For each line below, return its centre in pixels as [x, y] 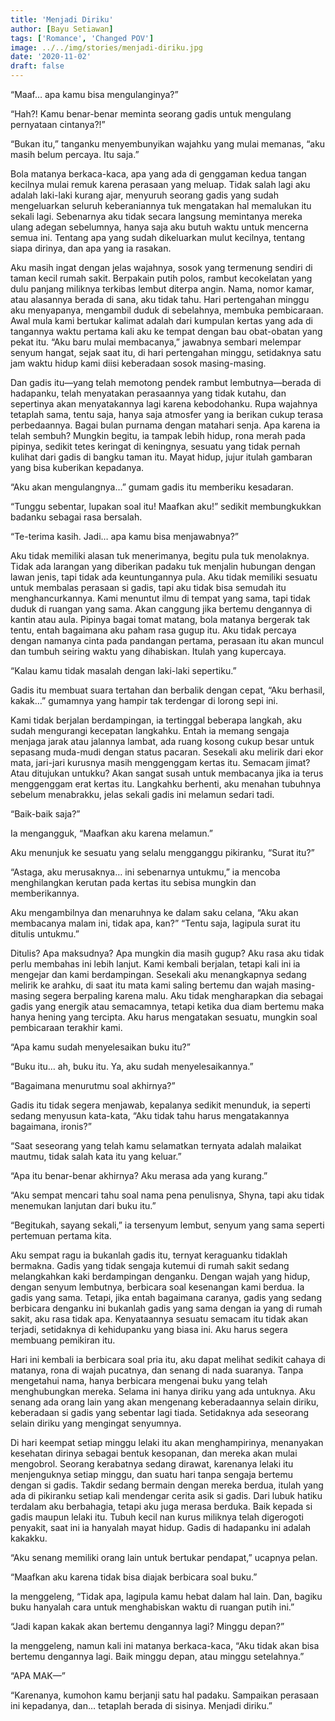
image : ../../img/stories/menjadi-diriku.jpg [106, 47]
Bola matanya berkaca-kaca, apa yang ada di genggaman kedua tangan [158, 174]
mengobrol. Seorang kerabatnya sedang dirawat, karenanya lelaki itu [152, 1464]
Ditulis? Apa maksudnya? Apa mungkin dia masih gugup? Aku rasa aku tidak [167, 953]
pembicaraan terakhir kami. [66, 1027]
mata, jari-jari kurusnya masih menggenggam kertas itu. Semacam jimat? [160, 762]
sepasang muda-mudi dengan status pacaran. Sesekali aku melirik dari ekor [167, 752]
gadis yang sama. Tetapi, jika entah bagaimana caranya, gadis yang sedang [166, 1297]
